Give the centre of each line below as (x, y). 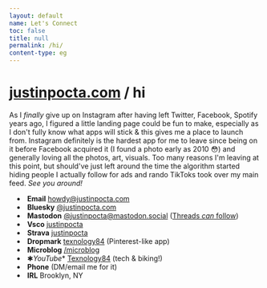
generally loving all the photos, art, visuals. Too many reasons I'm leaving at (134, 157)
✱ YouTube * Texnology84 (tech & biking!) (95, 258)
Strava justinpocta (58, 233)
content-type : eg (38, 53)
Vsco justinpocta (55, 224)
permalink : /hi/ (36, 46)
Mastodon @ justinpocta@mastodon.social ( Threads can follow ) (133, 215)
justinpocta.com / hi (77, 93)
